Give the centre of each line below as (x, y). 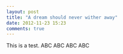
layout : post (23, 12)
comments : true (25, 28)
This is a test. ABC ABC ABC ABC (48, 46)
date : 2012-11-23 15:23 (36, 23)
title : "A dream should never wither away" (62, 17)
